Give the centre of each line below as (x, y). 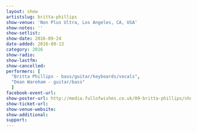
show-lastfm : (22, 60)
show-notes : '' (25, 28)
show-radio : (21, 55)
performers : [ (23, 71)
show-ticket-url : (27, 104)
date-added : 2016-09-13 (35, 44)
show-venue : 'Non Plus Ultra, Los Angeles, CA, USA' (72, 22)
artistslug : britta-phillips (42, 17)
